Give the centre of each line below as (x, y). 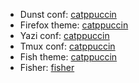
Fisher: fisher (47, 67)
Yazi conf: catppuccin (64, 35)
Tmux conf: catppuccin (67, 46)
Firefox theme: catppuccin (74, 25)
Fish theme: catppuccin (68, 57)
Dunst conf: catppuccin (68, 14)
